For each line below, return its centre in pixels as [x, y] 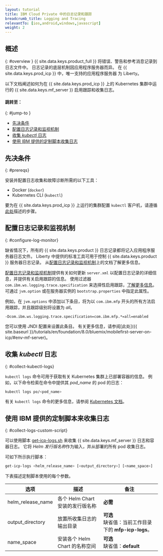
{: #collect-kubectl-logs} [30, 366]
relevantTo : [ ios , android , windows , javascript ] [53, 23]
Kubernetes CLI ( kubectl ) [37, 195]
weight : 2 [15, 28]
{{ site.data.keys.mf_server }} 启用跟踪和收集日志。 [66, 90]
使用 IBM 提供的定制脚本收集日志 [45, 141]
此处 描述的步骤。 [22, 211]
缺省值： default [122, 546]
